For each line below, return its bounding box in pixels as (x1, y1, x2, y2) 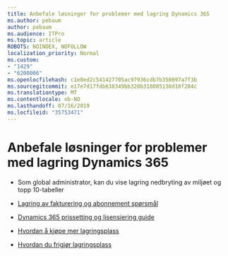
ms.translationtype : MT (7, 89, 78, 96)
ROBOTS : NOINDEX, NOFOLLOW (7, 43, 87, 50)
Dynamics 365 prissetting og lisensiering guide (17, 213, 155, 221)
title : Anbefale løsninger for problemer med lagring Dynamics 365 (7, 10, 210, 18)
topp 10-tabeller (17, 185, 65, 194)
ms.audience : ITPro (7, 30, 65, 37)
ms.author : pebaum (7, 17, 61, 24)
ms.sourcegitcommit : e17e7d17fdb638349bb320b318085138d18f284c (7, 83, 198, 90)
